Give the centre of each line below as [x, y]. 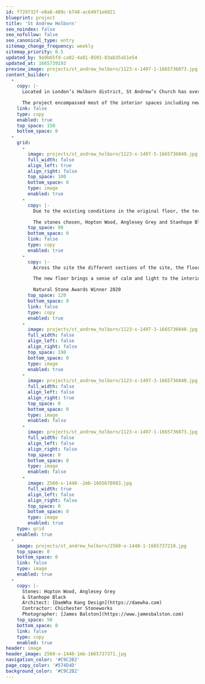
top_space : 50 [35, 620]
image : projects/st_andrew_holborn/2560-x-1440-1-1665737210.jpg [102, 546]
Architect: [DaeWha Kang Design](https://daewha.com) [92, 603]
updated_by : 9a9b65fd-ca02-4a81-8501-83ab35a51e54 [72, 58]
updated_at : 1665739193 [36, 63]
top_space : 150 [36, 126]
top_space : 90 [46, 228]
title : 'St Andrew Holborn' [42, 23]
